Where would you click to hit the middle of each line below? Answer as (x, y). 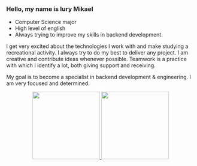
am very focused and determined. (48, 83)
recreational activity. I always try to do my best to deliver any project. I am (97, 53)
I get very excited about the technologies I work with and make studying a (97, 46)
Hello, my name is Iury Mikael (50, 9)
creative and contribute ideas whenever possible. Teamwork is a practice (97, 59)
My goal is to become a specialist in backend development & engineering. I (99, 77)
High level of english (40, 28)
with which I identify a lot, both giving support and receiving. (81, 65)
